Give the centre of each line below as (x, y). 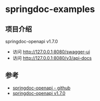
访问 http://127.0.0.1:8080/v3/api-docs (52, 58)
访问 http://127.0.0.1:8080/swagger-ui (51, 52)
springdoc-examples (50, 9)
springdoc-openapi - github (41, 88)
